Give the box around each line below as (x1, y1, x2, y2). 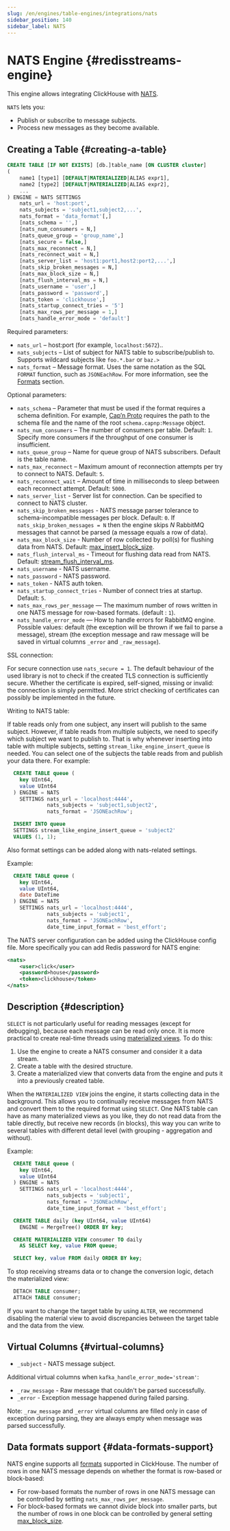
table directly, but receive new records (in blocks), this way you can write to (7, 1119, 221, 1127)
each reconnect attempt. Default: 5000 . (16, 484, 127, 492)
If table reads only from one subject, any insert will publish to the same (7, 720, 207, 728)
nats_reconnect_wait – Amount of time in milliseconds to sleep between (16, 477, 220, 485)
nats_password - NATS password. (16, 572, 111, 580)
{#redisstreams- (85, 52, 182, 68)
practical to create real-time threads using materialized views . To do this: (7, 1033, 213, 1042)
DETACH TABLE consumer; (13, 1288, 81, 1295)
